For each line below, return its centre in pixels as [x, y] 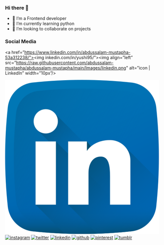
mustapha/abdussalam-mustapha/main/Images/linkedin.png [66, 67]
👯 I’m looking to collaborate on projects [51, 29]
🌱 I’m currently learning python [43, 23]
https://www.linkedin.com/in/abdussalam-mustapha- [77, 52]
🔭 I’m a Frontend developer [39, 19]
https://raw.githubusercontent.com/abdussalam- [65, 63]
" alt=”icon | [138, 67]
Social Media [21, 42]
